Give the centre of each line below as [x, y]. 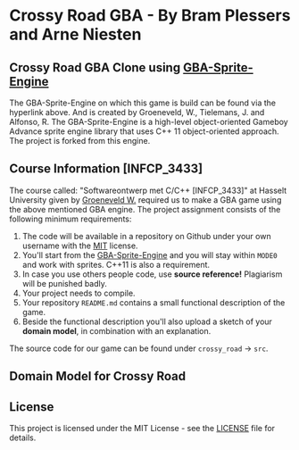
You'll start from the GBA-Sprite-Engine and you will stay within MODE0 [150, 254]
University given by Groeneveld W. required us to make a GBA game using [145, 200]
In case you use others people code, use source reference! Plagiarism [152, 274]
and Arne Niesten [75, 34]
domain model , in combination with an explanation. [116, 330]
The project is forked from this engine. [80, 141]
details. [23, 437]
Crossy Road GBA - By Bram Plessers [150, 16]
